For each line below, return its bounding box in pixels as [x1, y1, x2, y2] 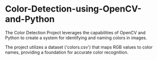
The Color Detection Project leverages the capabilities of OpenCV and [5, 30, 146, 35]
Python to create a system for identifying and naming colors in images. [5, 35, 147, 41]
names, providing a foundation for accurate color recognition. [5, 49, 129, 55]
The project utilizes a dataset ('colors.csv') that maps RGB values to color [5, 44, 153, 50]
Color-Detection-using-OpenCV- [5, 3, 142, 15]
